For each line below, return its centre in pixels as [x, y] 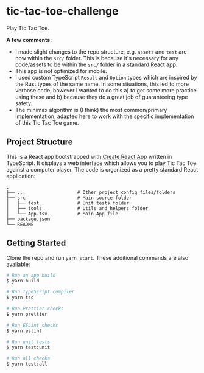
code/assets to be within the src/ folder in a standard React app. [96, 64]
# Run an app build [31, 275]
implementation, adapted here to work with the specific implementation [104, 116]
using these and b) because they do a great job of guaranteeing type [101, 97]
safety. [24, 103]
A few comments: [29, 40]
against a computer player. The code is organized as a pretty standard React [102, 169]
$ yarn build [23, 281]
